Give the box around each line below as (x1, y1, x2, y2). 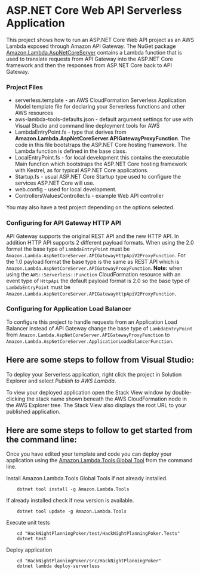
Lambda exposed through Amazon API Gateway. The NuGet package (6, 43, 176, 50)
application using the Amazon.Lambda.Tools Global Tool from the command (6, 457, 193, 464)
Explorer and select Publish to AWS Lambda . (6, 377, 116, 384)
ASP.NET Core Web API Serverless (6, 4, 182, 17)
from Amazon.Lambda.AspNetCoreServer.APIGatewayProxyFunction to (6, 331, 170, 338)
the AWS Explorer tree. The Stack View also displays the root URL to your (6, 401, 187, 408)
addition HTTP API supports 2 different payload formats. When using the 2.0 (6, 239, 194, 246)
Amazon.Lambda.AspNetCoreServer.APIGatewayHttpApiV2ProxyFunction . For (6, 251, 186, 258)
